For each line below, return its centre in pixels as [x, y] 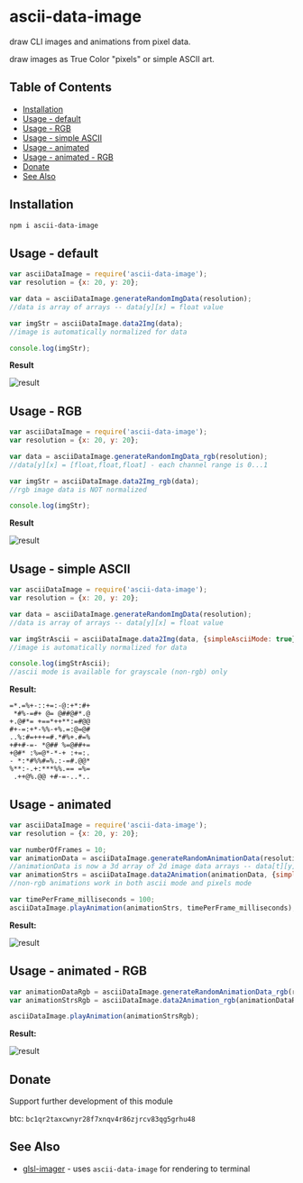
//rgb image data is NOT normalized [78, 490]
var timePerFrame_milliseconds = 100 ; [82, 900]
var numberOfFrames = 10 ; [58, 849]
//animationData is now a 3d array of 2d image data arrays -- [131, 867]
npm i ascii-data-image [54, 225]
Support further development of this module [91, 1101]
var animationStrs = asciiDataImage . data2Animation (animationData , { [143, 875]
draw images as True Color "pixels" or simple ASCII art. [112, 59]
